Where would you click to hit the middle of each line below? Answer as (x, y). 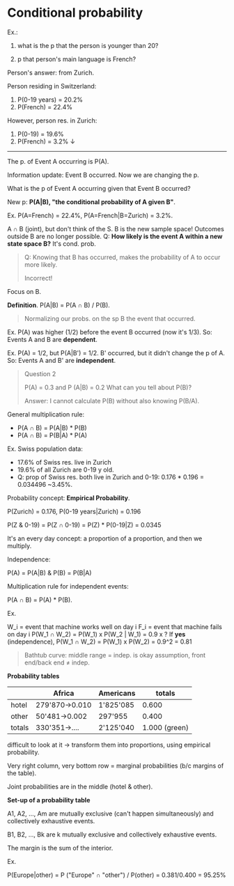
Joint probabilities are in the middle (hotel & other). (80, 786)
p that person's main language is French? (77, 59)
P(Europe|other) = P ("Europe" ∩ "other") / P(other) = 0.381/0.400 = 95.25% (117, 875)
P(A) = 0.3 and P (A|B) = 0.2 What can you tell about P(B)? (108, 387)
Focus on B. (24, 291)
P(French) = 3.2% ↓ (46, 141)
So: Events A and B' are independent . (62, 360)
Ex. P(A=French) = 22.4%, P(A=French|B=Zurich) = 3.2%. (90, 215)
